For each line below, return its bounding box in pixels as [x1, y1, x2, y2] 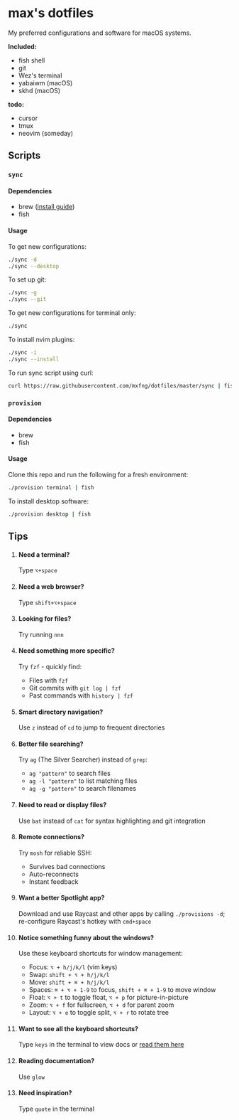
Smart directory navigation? [18, 708, 104, 716]
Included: [8, 42, 38, 50]
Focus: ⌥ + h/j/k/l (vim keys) [28, 963, 118, 971]
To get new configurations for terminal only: [8, 309, 136, 317]
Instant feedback [28, 877, 79, 886]
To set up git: [8, 275, 47, 284]
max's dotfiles [8, 5, 94, 21]
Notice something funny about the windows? [18, 933, 155, 942]
